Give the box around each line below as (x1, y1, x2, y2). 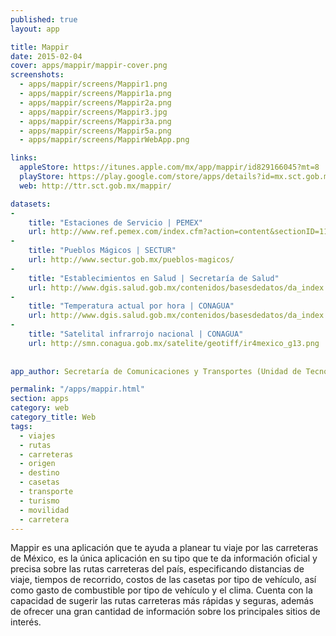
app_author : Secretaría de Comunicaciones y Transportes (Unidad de (10, 366, 302, 376)
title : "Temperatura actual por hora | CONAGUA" (28, 301, 235, 311)
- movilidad (19, 505, 70, 515)
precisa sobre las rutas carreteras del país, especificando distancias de (10, 563, 305, 575)
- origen (19, 459, 56, 469)
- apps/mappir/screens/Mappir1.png (19, 79, 168, 90)
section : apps (10, 394, 70, 404)
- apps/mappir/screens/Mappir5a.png (19, 126, 172, 136)
